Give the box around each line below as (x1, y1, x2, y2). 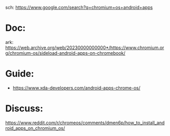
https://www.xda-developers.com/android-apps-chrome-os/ (12, 84, 140, 91)
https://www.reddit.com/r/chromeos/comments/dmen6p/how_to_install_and (5, 120, 165, 126)
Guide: (5, 68, 34, 80)
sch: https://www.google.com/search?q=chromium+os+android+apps (5, 5, 153, 10)
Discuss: (5, 103, 43, 115)
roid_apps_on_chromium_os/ (5, 125, 65, 131)
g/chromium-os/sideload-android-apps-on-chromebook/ (5, 50, 126, 56)
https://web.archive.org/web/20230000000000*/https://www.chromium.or (5, 44, 164, 51)
